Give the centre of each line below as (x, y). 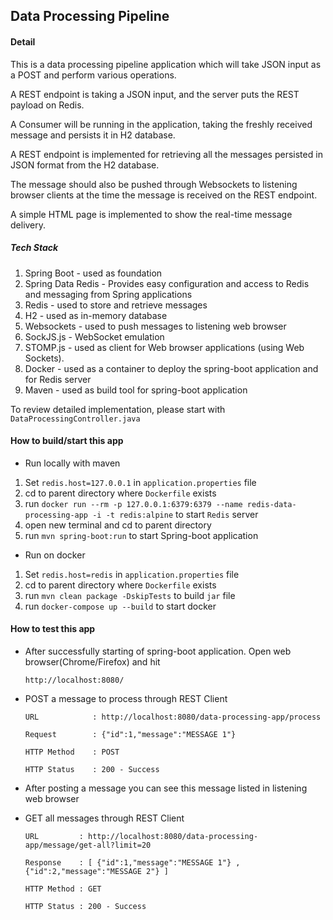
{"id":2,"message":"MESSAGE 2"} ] (96, 871)
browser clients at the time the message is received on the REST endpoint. (164, 195)
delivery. (28, 225)
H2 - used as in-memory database (96, 315)
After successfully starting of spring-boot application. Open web (158, 651)
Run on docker (55, 555)
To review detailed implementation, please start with (118, 409)
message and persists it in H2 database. (93, 135)
